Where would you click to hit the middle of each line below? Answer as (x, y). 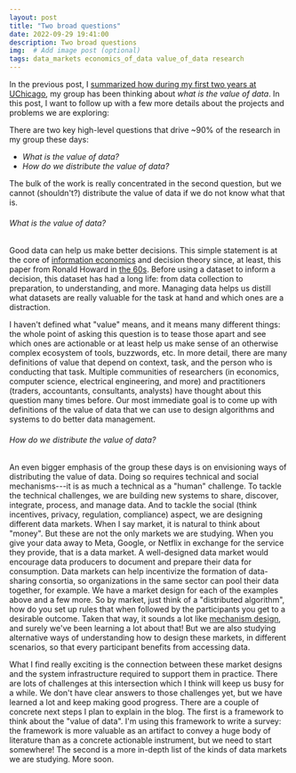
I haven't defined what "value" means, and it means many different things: (145, 325)
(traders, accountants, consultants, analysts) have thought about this (136, 391)
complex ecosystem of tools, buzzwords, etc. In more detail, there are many (148, 353)
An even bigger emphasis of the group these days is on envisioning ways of (148, 467)
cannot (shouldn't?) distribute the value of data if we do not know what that (147, 193)
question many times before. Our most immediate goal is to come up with (144, 400)
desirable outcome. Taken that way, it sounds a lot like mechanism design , (145, 619)
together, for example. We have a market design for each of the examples (144, 590)
